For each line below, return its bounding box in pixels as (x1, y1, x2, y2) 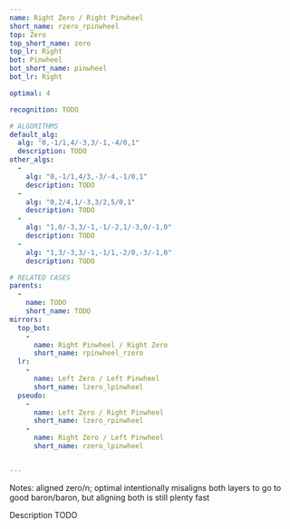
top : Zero (9, 30, 47, 39)
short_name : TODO (25, 307, 92, 316)
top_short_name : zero (9, 38, 92, 48)
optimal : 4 (9, 88, 51, 98)
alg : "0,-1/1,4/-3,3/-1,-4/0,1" (17, 138, 140, 148)
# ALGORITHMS (9, 122, 59, 131)
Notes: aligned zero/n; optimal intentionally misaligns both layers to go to (9, 482, 282, 493)
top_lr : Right (9, 47, 63, 56)
